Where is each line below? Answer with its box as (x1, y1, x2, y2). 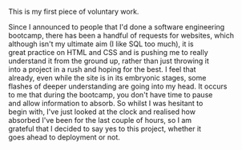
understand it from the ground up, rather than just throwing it (8, 56, 210, 65)
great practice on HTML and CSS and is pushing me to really (8, 48, 208, 57)
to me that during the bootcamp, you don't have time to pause (8, 90, 213, 99)
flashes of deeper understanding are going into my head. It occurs (8, 81, 228, 91)
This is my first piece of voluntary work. (8, 7, 139, 16)
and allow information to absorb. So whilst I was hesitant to (8, 99, 204, 108)
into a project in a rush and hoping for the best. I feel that (8, 65, 196, 74)
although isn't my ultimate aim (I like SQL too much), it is (8, 39, 194, 49)
